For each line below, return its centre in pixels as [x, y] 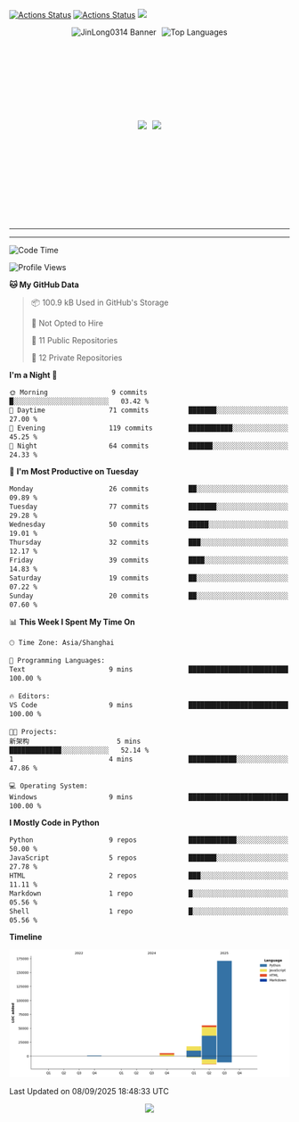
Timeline [26, 937]
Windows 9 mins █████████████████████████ [149, 797]
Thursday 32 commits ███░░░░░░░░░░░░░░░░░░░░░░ [149, 542]
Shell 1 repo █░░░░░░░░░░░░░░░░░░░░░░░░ [149, 912]
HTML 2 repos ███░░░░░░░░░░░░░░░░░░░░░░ [149, 876]
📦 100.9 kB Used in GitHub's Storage [100, 302]
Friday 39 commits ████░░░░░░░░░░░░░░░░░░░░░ [149, 560]
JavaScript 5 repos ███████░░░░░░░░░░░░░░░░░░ [149, 858]
